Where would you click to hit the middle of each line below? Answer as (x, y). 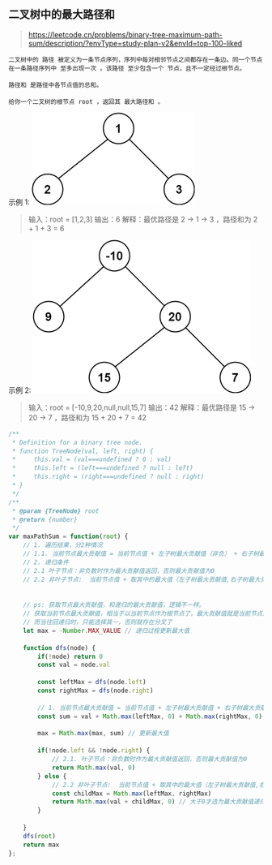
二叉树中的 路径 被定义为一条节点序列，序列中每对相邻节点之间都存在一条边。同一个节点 (136, 59)
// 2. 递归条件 (46, 562)
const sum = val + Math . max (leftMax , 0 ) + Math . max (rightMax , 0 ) (150, 717)
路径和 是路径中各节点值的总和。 (55, 85)
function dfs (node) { (59, 648)
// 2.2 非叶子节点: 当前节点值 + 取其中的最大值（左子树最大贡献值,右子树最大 (142, 579)
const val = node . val (74, 665)
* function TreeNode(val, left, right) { (83, 451)
